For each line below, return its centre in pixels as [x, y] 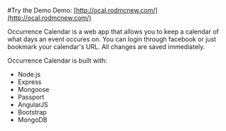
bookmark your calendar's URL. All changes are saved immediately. [106, 47]
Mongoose [33, 89]
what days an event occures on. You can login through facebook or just [112, 39]
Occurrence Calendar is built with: [58, 61]
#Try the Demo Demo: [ [42, 10]
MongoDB [32, 120]
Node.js [29, 74]
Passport [31, 97]
